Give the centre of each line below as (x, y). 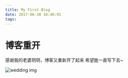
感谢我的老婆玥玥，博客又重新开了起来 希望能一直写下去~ (64, 60)
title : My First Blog (28, 10)
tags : (11, 19)
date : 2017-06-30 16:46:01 (33, 14)
